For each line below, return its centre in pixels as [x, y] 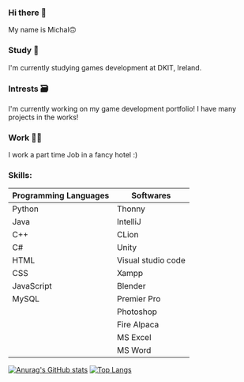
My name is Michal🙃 [42, 30]
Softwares [151, 195]
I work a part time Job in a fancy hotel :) [73, 155]
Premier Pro [139, 299]
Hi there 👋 [28, 13]
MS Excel [134, 338]
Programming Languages [61, 195]
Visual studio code [151, 260]
